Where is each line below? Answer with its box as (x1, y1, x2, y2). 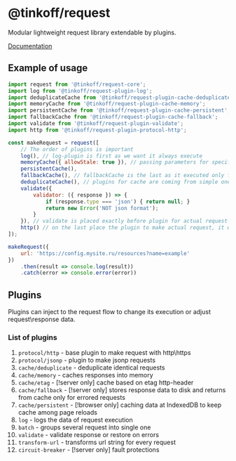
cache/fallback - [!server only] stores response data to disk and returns (18, 386, 226, 394)
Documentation (8, 41, 53, 50)
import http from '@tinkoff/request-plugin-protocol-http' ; (8, 126, 188, 134)
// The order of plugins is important (20, 145, 134, 152)
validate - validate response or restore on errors (18, 431, 160, 439)
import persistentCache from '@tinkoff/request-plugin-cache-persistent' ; (8, 107, 231, 114)
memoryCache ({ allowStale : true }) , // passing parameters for (20, 159, 209, 166)
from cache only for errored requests (18, 394, 125, 402)
